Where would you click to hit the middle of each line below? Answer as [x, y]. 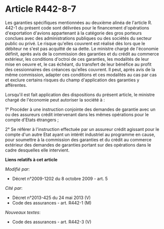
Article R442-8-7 [41, 9]
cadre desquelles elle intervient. [37, 150]
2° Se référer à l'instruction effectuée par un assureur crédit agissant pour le [82, 129]
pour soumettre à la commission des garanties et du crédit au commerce [78, 140]
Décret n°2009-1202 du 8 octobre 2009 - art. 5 [60, 178]
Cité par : [14, 188]
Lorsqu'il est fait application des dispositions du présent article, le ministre [80, 95]
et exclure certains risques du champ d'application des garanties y [72, 80]
